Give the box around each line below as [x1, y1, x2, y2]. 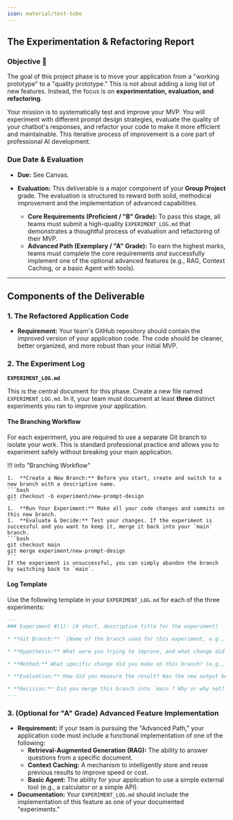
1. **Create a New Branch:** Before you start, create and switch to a [7, 475, 222, 481]
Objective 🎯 [7, 56, 47, 66]
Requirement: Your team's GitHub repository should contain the [17, 327, 201, 335]
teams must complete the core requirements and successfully [27, 249, 205, 257]
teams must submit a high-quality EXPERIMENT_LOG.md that [27, 219, 191, 228]
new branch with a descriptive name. [7, 480, 116, 488]
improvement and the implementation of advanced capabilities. [17, 198, 198, 207]
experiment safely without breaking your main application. [7, 447, 173, 456]
